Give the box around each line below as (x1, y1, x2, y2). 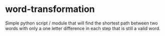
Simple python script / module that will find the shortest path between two (5, 20, 158, 26)
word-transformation (5, 3, 95, 15)
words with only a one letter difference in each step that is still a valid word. (5, 25, 161, 31)
